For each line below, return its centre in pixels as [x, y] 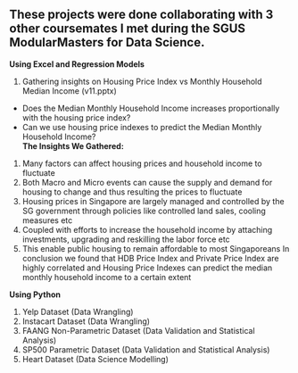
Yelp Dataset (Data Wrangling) [78, 311]
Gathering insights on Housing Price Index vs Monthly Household [142, 81]
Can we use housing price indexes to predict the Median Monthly [142, 127]
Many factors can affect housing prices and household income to [142, 163]
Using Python [35, 294]
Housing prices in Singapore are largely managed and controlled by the [153, 201]
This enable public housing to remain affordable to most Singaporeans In [156, 248]
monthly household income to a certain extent [107, 277]
